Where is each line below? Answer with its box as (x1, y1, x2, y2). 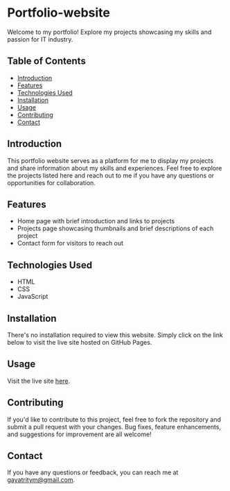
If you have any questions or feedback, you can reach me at (7, 468, 179, 476)
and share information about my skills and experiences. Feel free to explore (7, 164, 222, 172)
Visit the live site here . (7, 377, 71, 385)
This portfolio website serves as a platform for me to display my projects (7, 156, 213, 164)
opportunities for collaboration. (7, 178, 96, 187)
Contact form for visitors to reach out (17, 239, 123, 248)
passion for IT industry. (7, 35, 73, 43)
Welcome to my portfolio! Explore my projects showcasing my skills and (7, 28, 212, 36)
